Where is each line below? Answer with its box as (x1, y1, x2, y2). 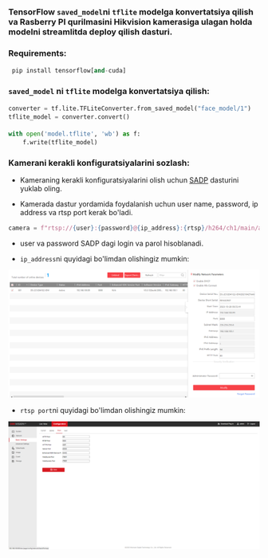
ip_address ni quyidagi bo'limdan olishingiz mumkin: (19, 253, 190, 263)
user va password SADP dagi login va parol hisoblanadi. (19, 238, 204, 248)
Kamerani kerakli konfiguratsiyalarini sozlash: (8, 157, 190, 168)
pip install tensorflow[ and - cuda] (11, 67, 127, 75)
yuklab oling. (19, 184, 62, 194)
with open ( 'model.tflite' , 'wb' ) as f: (8, 130, 141, 138)
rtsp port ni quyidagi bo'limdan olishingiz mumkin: (19, 406, 186, 415)
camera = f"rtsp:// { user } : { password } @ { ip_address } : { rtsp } (8, 224, 205, 233)
